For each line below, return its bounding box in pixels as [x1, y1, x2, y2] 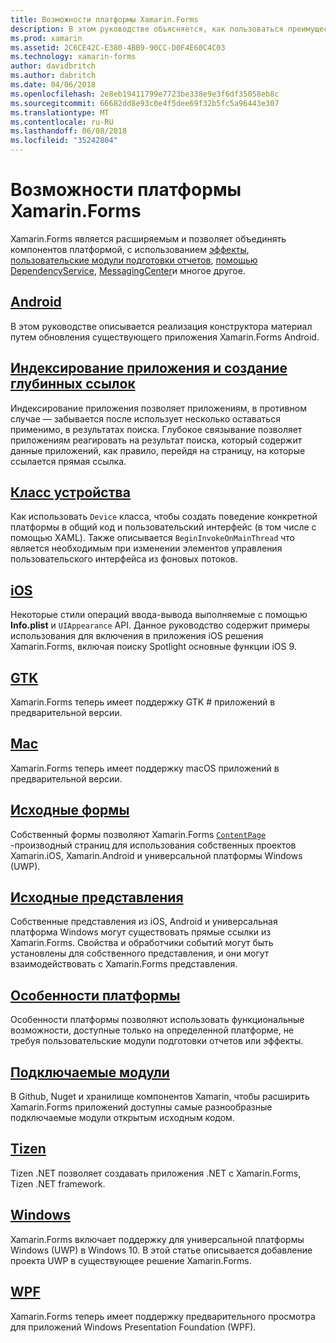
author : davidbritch [10, 61, 97, 71]
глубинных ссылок [10, 376, 136, 393]
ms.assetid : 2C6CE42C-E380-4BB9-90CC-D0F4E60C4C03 [10, 42, 226, 53]
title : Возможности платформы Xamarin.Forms [10, 14, 199, 25]
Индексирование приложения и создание [10, 360, 288, 377]
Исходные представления [10, 889, 184, 906]
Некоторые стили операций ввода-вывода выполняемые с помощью [10, 609, 308, 621]
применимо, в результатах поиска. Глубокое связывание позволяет [10, 423, 303, 435]
